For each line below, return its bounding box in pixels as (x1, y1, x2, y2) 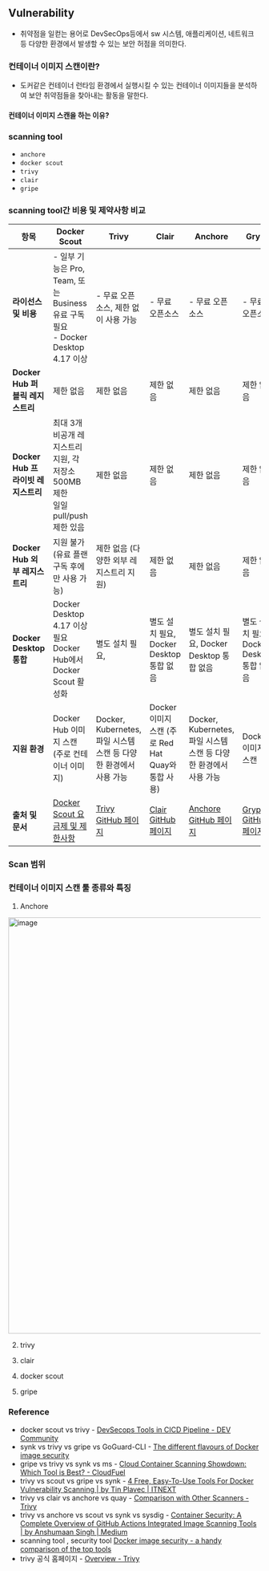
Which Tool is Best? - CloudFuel (19, 1467, 126, 1477)
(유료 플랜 (52, 549, 88, 560)
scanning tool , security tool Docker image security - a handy (19, 1536, 223, 1545)
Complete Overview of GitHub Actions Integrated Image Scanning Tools (19, 1518, 257, 1528)
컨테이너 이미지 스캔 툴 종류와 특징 (8, 883, 132, 894)
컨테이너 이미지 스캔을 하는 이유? (8, 110, 110, 120)
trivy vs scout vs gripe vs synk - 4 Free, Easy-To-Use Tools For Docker (19, 1476, 254, 1485)
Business (52, 298, 87, 309)
